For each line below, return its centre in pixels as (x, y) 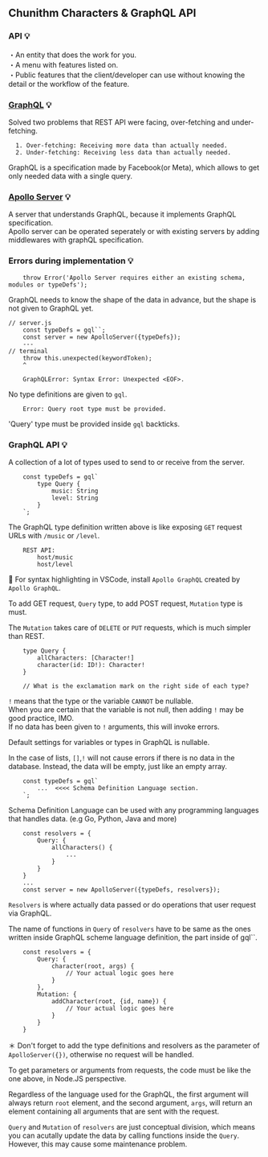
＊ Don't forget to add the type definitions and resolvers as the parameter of (134, 1045)
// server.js (30, 323)
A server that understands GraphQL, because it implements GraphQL (122, 214)
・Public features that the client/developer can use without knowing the (127, 75)
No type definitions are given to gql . (68, 394)
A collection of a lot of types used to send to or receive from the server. (126, 462)
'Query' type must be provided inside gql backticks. (94, 424)
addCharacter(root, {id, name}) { (109, 1001)
